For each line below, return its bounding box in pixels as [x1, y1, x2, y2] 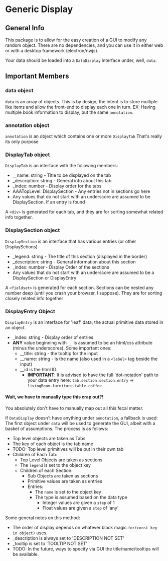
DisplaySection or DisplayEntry [12, 274, 77, 280]
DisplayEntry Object [5, 308, 55, 315]
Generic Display [5, 4, 73, 15]
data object [5, 87, 34, 94]
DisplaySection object [5, 227, 60, 234]
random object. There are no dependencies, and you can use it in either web [5, 42, 163, 48]
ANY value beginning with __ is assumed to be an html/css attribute [12, 339, 153, 345]
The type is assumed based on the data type [35, 495, 128, 501]
